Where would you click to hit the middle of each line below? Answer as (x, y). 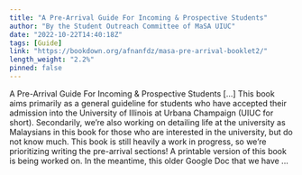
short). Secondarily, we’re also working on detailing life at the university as (147, 122)
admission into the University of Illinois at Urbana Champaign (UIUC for (142, 113)
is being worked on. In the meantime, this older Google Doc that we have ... (149, 161)
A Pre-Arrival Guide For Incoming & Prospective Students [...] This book (142, 93)
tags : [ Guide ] (36, 43)
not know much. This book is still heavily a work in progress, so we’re (138, 142)
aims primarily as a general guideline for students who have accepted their (148, 103)
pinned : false (36, 69)
